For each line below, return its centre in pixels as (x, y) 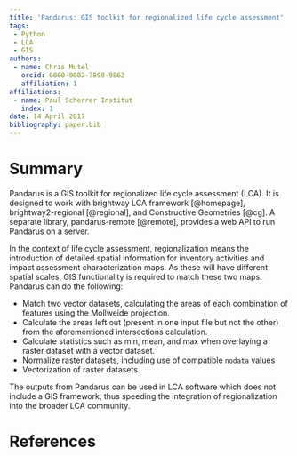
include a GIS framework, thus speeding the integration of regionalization (143, 396)
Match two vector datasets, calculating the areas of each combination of (155, 303)
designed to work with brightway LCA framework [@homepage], (128, 203)
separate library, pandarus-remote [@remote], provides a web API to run (142, 221)
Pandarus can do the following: (66, 286)
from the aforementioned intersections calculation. (115, 332)
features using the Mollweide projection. (96, 313)
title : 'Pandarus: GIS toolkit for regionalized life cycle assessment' (147, 17)
